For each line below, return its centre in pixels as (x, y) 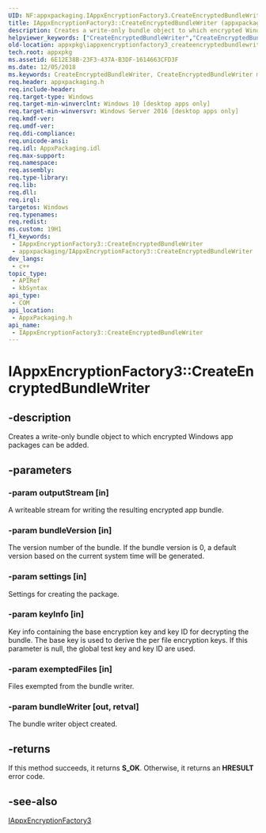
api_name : (25, 325)
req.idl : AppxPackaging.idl (55, 148)
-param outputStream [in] (59, 492)
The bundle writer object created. (63, 724)
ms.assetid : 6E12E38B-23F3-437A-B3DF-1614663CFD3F (93, 60)
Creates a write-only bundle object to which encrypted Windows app (121, 437)
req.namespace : (33, 163)
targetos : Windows (38, 207)
